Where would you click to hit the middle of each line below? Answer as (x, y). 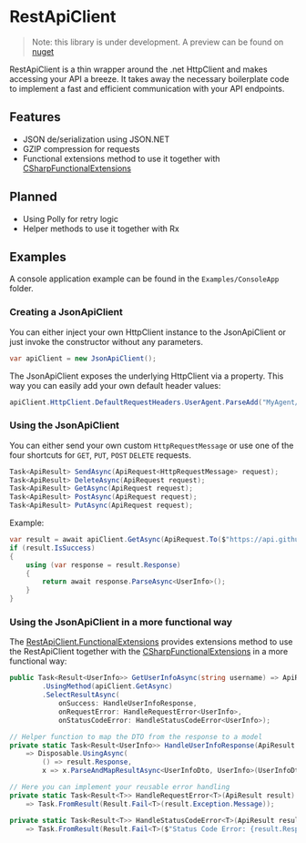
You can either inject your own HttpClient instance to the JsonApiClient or (148, 332)
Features (35, 117)
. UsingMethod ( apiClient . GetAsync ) (107, 686)
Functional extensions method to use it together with (121, 158)
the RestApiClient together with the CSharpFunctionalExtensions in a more (149, 652)
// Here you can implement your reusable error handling (120, 787)
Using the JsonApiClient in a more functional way (121, 623)
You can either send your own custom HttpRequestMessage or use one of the (152, 445)
